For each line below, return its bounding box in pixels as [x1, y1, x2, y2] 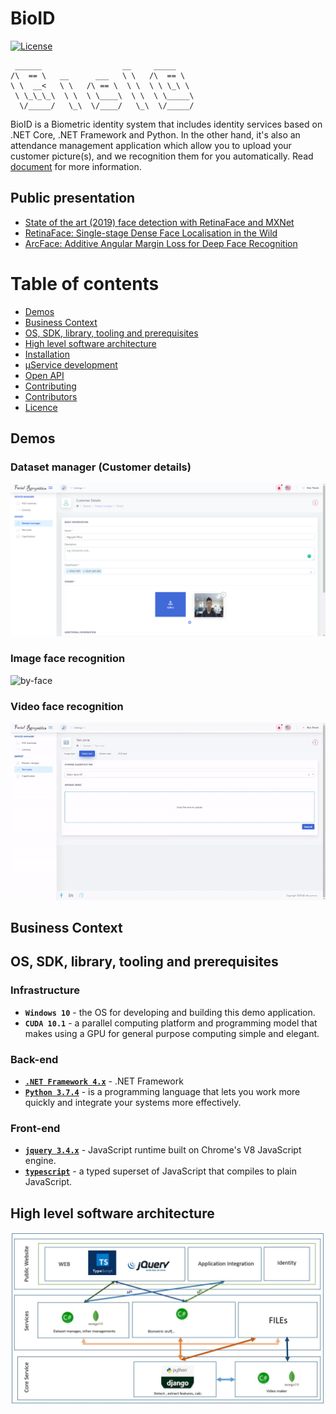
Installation [24, 348, 71, 360]
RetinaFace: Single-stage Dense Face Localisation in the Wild [24, 227, 278, 239]
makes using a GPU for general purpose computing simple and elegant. [24, 1027, 320, 1039]
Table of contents [10, 272, 160, 295]
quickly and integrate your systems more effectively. [24, 1096, 242, 1108]
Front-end [10, 1121, 61, 1135]
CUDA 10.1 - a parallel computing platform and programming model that [24, 1017, 318, 1029]
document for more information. [10, 160, 142, 172]
